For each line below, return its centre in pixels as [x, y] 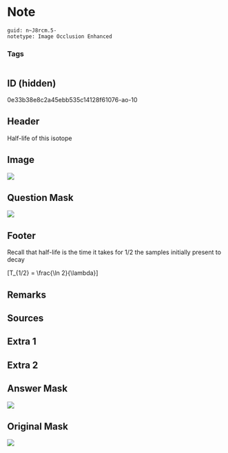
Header [23, 122]
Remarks [27, 295]
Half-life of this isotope [40, 138]
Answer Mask [37, 388]
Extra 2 [23, 365]
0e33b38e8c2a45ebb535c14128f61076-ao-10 [72, 100]
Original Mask [38, 426]
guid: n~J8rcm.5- [32, 30]
